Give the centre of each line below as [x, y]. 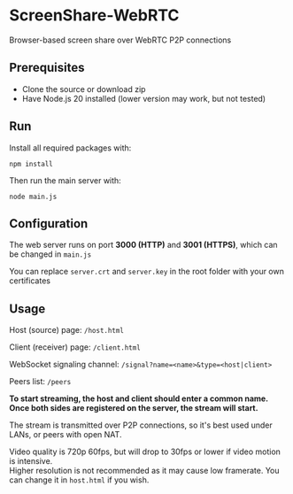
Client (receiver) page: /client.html [75, 347]
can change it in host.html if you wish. [79, 480]
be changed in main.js [50, 254]
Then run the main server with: [65, 180]
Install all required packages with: [70, 148]
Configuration [49, 224]
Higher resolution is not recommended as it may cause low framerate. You [145, 471]
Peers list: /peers [40, 382]
